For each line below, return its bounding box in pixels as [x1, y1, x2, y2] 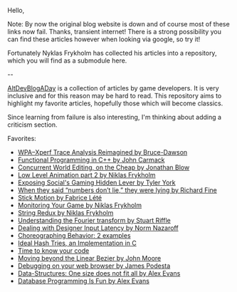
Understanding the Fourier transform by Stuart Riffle [17, 217, 171, 224]
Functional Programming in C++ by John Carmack [17, 156, 165, 164]
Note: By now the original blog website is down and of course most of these [7, 20, 230, 28]
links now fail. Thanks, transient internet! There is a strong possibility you [7, 28, 222, 36]
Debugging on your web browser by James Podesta [17, 261, 171, 270]
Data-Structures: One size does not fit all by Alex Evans [17, 269, 181, 277]
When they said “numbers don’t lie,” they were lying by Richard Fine [17, 186, 217, 194]
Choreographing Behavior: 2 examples [17, 231, 131, 239]
